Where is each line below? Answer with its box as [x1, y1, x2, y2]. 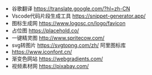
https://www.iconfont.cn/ [11, 49, 72, 55]
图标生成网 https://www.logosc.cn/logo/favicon [11, 20, 126, 26]
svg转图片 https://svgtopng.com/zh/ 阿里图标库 [11, 42, 126, 49]
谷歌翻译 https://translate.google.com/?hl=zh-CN [11, 5, 130, 12]
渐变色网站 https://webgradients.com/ [11, 55, 103, 62]
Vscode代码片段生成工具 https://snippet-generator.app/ [11, 12, 146, 19]
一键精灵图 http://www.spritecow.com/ [11, 35, 105, 41]
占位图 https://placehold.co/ [11, 27, 80, 34]
